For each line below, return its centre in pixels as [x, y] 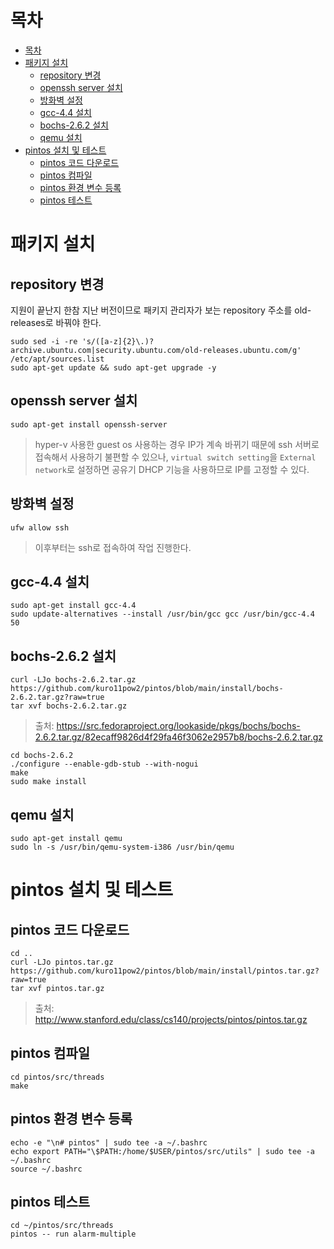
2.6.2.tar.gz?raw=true [57, 697]
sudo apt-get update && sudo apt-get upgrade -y [113, 367]
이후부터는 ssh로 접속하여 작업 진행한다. [113, 547]
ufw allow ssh [40, 527]
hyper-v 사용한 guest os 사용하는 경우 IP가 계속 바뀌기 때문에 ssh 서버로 [177, 444]
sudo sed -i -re [44, 341]
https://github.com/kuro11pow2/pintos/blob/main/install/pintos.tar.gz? [165, 971]
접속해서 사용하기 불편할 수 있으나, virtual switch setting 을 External [175, 457]
